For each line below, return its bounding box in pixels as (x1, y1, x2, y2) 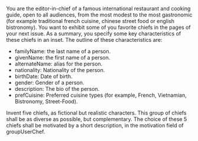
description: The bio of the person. (14, 86, 100, 92)
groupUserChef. (6, 128, 46, 135)
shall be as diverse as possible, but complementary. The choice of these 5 (6, 116, 187, 123)
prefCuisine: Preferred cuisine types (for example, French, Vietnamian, (14, 91, 187, 99)
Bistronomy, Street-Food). (14, 98, 78, 105)
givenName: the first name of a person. (14, 54, 111, 61)
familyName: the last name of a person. (14, 48, 111, 55)
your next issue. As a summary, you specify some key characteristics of (6, 30, 181, 37)
